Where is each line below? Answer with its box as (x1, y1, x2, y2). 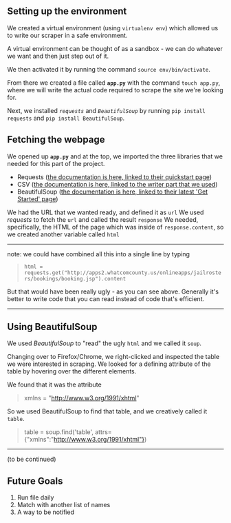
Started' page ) (16, 194, 58, 203)
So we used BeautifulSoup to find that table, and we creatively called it (7, 407, 208, 416)
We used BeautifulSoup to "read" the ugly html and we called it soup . (7, 339, 201, 347)
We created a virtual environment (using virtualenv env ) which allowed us (7, 23, 219, 32)
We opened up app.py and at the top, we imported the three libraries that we (7, 152, 223, 161)
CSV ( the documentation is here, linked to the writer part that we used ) (16, 180, 218, 188)
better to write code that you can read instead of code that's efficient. (7, 294, 205, 302)
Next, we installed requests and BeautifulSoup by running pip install (7, 106, 206, 114)
